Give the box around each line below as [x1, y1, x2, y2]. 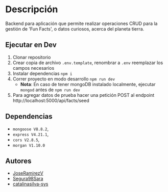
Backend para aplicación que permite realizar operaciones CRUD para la [5, 20, 158, 26]
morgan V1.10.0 [12, 143, 45, 148]
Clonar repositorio [12, 54, 51, 60]
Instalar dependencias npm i [12, 70, 73, 76]
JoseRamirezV [12, 170, 43, 176]
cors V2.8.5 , [12, 136, 40, 143]
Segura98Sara [12, 176, 43, 182]
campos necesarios [12, 65, 55, 71]
